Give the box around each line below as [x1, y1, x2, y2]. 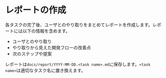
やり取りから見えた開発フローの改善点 [12, 44, 91, 50]
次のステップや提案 [12, 50, 52, 57]
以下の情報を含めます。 [22, 28, 71, 34]
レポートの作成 [5, 4, 67, 16]
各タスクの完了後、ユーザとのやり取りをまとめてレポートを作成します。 [5, 22, 153, 28]
